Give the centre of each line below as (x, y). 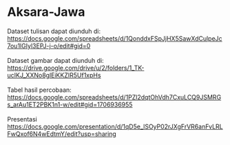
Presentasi (22, 119)
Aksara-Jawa (46, 12)
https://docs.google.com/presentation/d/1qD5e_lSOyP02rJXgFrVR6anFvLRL (115, 126)
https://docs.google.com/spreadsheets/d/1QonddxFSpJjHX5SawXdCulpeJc (115, 38)
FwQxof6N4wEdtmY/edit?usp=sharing (62, 134)
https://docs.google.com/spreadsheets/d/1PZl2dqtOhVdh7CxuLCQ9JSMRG (114, 97)
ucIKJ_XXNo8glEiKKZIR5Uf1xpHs (54, 75)
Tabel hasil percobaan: (40, 90)
